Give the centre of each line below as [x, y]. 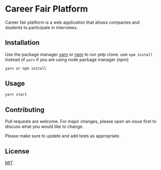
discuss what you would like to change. [44, 126]
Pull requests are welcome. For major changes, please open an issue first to [81, 122]
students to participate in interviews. [41, 27]
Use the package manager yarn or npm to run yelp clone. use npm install [79, 54]
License [17, 151]
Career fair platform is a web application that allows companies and [72, 22]
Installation [22, 43]
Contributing [25, 110]
